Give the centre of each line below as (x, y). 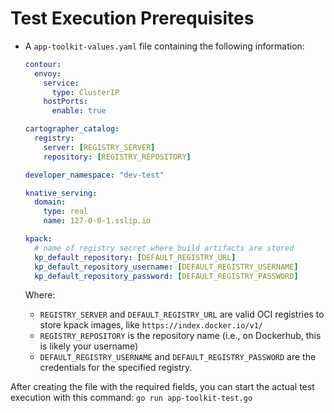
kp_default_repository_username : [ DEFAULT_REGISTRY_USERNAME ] (166, 267)
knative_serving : (61, 193)
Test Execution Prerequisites (132, 18)
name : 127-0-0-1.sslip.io (97, 221)
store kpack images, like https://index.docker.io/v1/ (151, 325)
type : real (66, 212)
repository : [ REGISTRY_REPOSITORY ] (117, 157)
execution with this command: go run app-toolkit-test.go (131, 398)
